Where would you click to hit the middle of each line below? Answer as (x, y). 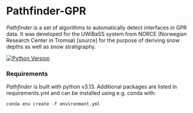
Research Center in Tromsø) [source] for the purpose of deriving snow (93, 40)
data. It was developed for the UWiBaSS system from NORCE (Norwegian (96, 33)
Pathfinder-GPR (46, 11)
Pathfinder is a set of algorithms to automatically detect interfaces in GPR (96, 28)
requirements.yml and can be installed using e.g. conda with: (81, 93)
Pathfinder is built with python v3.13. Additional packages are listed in (92, 87)
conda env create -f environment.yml (53, 104)
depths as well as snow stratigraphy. (51, 47)
